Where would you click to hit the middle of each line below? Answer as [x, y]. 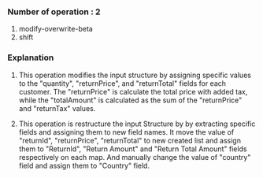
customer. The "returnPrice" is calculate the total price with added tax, [133, 91]
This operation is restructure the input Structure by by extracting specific [137, 124]
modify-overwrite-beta [56, 29]
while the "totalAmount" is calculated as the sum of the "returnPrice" [130, 100]
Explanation [31, 57]
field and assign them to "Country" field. [84, 165]
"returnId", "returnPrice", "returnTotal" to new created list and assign [130, 140]
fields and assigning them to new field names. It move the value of [126, 132]
